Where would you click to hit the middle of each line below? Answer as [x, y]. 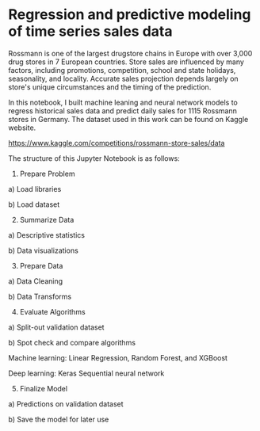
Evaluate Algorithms [52, 311]
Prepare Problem [47, 174]
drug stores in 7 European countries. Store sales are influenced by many [126, 62]
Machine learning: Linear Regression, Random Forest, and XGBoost [118, 357]
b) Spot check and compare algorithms [72, 342]
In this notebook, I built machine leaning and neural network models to [123, 102]
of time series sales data [90, 31]
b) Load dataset [34, 204]
